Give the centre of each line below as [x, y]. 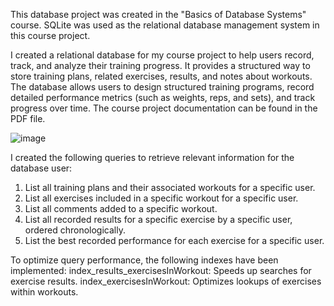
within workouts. [44, 292]
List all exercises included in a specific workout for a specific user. [161, 198]
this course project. [50, 35]
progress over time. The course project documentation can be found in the [164, 108]
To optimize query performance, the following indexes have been [144, 260]
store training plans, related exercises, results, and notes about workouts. [161, 76]
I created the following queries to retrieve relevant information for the [152, 157]
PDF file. [28, 118]
